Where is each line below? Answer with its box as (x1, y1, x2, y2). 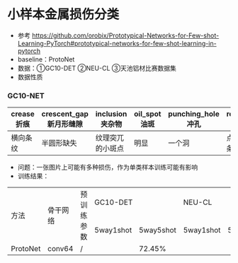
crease (11, 109, 35, 119)
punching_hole (168, 109, 220, 119)
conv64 (47, 244, 74, 254)
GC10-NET (7, 90, 45, 100)
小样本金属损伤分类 (7, 6, 120, 23)
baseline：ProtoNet (17, 54, 75, 64)
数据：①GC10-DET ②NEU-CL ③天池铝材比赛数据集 (17, 64, 177, 72)
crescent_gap (41, 109, 89, 119)
